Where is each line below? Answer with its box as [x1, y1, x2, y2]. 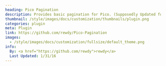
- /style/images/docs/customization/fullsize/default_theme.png [9, 40, 145, 45]
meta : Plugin [5, 26, 32, 31]
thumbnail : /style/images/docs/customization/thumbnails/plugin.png [5, 16, 149, 21]
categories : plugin [5, 21, 45, 26]
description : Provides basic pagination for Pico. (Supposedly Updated [5, 12, 156, 17]
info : [5, 44, 16, 49]
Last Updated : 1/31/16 [9, 53, 56, 59]
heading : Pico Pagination [5, 7, 58, 12]
